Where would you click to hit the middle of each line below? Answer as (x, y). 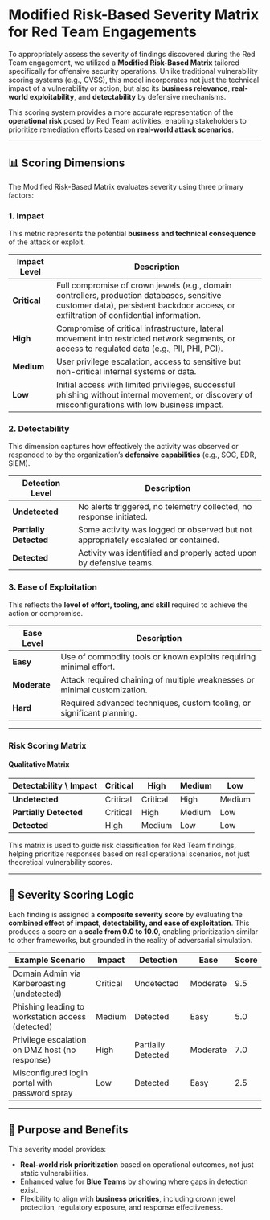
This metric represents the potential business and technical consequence (132, 234)
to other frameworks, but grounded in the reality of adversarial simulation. (131, 940)
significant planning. (99, 712)
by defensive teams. (116, 563)
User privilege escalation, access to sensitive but (148, 361)
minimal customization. (104, 690)
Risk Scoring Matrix (47, 745)
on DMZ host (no (44, 1050)
